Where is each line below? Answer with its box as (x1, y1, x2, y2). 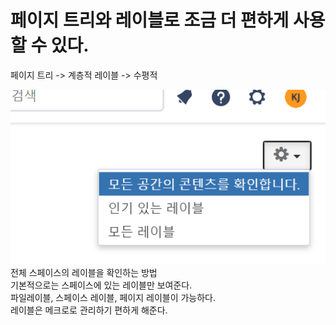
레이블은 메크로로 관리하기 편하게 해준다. (10, 304, 168, 316)
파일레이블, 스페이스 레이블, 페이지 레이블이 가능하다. (10, 292, 217, 304)
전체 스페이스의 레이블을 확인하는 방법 (10, 267, 158, 279)
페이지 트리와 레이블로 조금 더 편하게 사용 (10, 9, 326, 32)
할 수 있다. (10, 34, 90, 57)
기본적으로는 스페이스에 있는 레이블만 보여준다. (10, 279, 193, 291)
